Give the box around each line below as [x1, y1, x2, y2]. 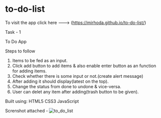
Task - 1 [5, 29, 21, 35]
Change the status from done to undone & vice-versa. [12, 83, 122, 89]
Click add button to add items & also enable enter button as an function [12, 63, 156, 69]
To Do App [5, 38, 27, 45]
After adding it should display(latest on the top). [12, 78, 109, 84]
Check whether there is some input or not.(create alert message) [12, 73, 144, 79]
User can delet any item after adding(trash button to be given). [12, 89, 139, 94]
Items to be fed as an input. [12, 57, 68, 63]
